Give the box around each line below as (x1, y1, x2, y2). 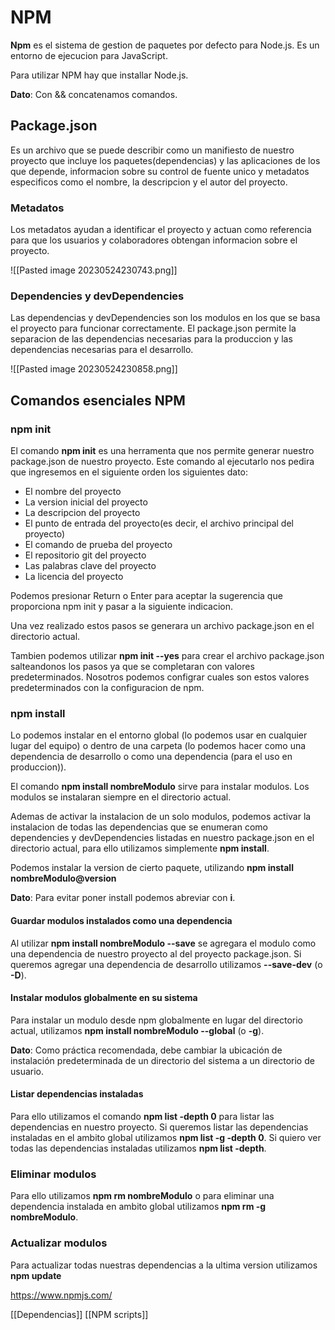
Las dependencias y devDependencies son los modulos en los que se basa (10, 312, 321, 324)
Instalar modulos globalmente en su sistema (10, 992, 198, 1004)
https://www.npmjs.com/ (10, 1289, 113, 1301)
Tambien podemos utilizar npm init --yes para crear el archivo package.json (10, 650, 325, 662)
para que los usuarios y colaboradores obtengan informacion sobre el (10, 234, 298, 246)
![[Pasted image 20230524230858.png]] (10, 363, 178, 375)
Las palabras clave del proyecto (24, 560, 157, 572)
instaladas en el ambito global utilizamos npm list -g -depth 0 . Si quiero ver (10, 1131, 322, 1143)
